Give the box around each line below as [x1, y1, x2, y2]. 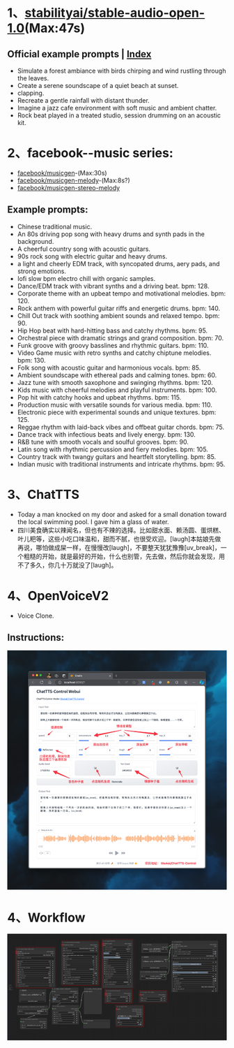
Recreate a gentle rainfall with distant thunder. [17, 96, 150, 104]
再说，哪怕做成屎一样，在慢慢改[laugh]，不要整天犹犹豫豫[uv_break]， [17, 543, 221, 551]
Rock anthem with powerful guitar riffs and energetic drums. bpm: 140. [17, 304, 221, 312]
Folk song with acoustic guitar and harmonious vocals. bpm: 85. [17, 363, 201, 372]
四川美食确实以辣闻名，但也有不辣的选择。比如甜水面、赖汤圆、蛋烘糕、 [17, 525, 225, 534]
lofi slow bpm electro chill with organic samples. [17, 274, 155, 282]
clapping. [17, 89, 45, 97]
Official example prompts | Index [7, 48, 152, 60]
